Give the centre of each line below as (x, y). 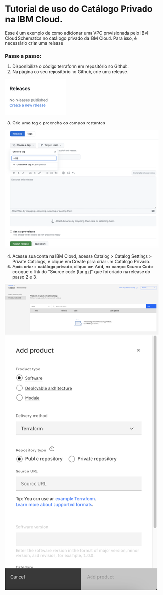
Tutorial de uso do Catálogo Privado (79, 9)
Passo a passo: (23, 56)
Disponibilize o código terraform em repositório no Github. (70, 66)
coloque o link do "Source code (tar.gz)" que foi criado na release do (81, 271)
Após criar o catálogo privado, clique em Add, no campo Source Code (82, 267)
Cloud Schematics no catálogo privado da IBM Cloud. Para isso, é (71, 38)
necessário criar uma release (34, 43)
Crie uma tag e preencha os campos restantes (59, 123)
